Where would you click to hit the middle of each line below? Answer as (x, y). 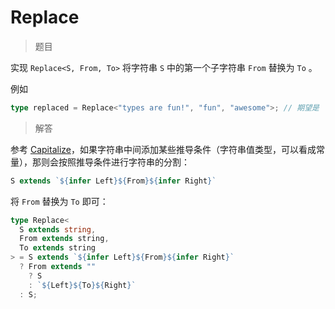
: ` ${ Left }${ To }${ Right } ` (82, 285)
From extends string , (64, 239)
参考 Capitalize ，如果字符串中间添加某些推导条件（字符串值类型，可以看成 (163, 149)
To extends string (58, 248)
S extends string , (58, 229)
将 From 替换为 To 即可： (59, 201)
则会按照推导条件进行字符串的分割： (115, 162)
